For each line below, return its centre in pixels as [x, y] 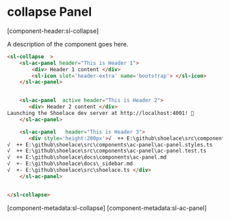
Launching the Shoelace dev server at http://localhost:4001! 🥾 [101, 114]
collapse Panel [50, 12]
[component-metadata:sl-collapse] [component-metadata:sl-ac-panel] [107, 208]
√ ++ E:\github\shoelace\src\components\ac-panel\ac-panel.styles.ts [110, 144]
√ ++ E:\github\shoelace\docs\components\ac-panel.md [87, 157]
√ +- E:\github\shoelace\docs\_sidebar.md [70, 164]
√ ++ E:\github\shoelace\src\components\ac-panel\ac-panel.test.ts [107, 151]
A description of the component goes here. [68, 44]
